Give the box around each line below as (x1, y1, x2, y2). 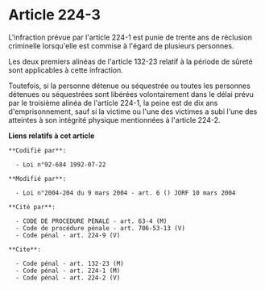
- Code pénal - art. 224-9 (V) (15, 231, 121, 239)
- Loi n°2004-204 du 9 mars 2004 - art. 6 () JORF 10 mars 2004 (15, 188, 236, 197)
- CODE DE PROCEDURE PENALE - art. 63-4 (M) (15, 216, 168, 225)
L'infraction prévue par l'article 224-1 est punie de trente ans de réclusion (8, 32, 252, 42)
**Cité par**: (8, 203, 56, 211)
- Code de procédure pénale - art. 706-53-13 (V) (15, 224, 185, 232)
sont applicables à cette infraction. (8, 65, 123, 74)
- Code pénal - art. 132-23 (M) (15, 259, 125, 267)
